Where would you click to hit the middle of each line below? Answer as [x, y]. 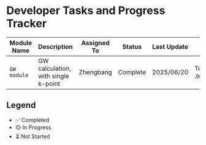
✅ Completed [32, 120]
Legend [21, 105]
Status [132, 46]
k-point [49, 83]
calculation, [55, 68]
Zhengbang [95, 72]
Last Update [170, 46]
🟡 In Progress [33, 127]
